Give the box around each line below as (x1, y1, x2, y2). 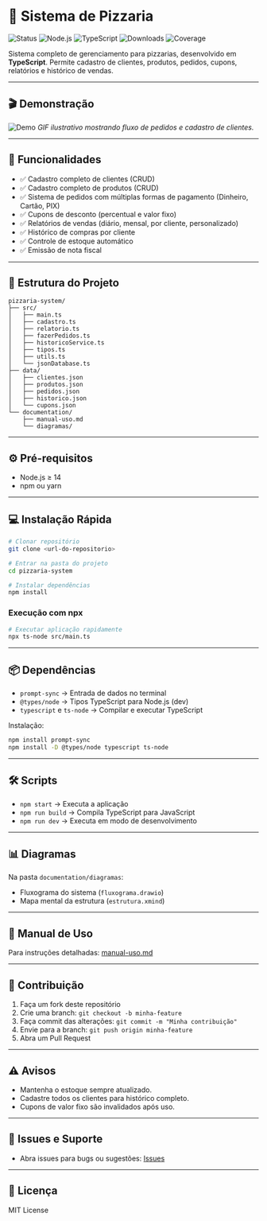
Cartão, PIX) (19, 200, 60, 210)
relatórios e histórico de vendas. (8, 65, 114, 75)
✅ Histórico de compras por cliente (19, 227, 136, 237)
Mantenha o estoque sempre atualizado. (19, 1085, 153, 1095)
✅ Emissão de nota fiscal (19, 245, 102, 255)
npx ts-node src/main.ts (8, 632, 91, 641)
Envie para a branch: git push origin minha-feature (19, 1025, 193, 1035)
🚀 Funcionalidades (8, 153, 102, 166)
